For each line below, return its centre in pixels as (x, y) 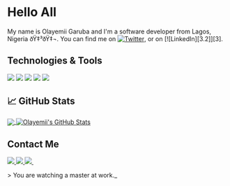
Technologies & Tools (55, 61)
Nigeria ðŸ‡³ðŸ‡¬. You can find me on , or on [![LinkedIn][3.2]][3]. (115, 38)
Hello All (32, 12)
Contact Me (33, 144)
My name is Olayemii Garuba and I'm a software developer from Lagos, (109, 31)
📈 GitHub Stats (41, 101)
